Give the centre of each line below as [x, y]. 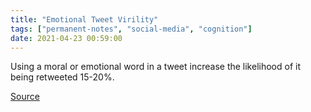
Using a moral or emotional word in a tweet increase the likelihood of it [155, 67]
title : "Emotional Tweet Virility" [84, 19]
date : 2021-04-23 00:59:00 [66, 38]
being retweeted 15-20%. [62, 77]
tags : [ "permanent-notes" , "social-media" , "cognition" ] [131, 29]
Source [25, 97]
